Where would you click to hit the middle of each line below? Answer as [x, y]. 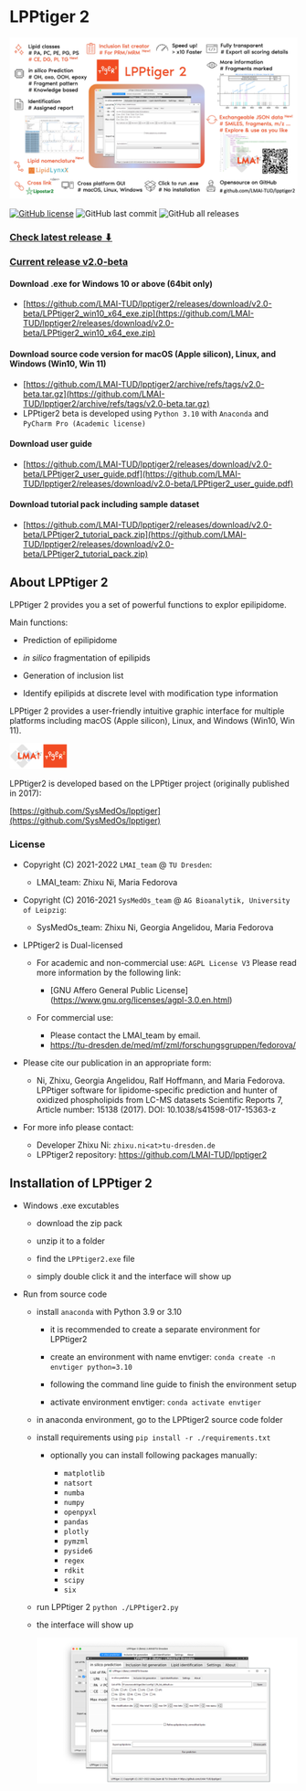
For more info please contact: [78, 1127]
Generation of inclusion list [73, 675]
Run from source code [65, 1294]
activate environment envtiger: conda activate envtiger [156, 1402]
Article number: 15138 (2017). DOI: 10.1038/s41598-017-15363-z [156, 1109]
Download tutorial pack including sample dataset [105, 504]
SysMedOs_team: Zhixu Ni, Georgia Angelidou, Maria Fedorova [155, 927]
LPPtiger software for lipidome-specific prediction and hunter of [157, 1090]
